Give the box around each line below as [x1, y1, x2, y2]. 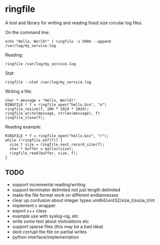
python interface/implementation [12, 234, 79, 240]
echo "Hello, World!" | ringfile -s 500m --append [5, 39, 111, 44]
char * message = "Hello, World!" [5, 98, 76, 103]
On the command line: [5, 29, 50, 35]
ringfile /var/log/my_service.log [5, 61, 76, 66]
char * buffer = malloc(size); [9, 146, 74, 151]
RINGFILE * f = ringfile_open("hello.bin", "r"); [5, 133, 109, 138]
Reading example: [5, 123, 42, 129]
